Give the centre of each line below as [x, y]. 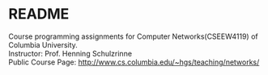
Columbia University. [43, 44]
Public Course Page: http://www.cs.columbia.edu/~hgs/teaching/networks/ [134, 62]
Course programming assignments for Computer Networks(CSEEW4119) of [133, 36]
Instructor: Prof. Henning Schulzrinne [70, 53]
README [39, 14]
